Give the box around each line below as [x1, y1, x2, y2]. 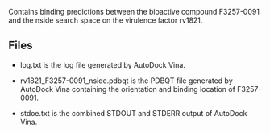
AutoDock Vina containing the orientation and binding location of [19, 84, 236, 94]
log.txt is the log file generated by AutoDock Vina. [19, 60, 185, 69]
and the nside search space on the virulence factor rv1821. [8, 15, 203, 25]
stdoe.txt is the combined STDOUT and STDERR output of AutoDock [19, 108, 247, 118]
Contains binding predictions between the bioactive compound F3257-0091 [8, 7, 260, 16]
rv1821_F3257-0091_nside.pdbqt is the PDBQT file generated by [19, 76, 234, 85]
